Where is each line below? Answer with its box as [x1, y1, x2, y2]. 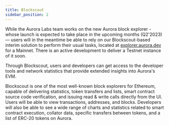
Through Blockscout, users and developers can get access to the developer [5, 62, 163, 69]
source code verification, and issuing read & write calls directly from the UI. [5, 94, 162, 100]
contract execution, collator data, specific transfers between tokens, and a [5, 109, 160, 116]
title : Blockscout [5, 7, 44, 13]
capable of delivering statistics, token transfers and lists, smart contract [5, 88, 155, 94]
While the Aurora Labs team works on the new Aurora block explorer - [5, 26, 152, 32]
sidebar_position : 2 [5, 12, 49, 17]
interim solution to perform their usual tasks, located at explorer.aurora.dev [5, 42, 161, 48]
